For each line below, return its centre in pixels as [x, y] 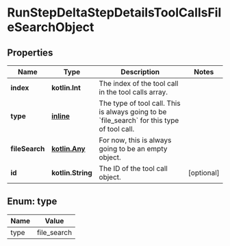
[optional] [204, 173]
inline [61, 116]
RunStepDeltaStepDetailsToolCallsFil [114, 13]
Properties [30, 53]
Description [140, 72]
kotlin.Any [68, 149]
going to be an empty [133, 149]
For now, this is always [135, 140]
